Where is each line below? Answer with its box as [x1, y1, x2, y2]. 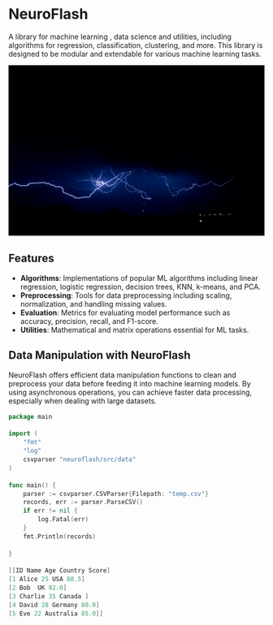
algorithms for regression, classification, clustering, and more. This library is [8, 40, 263, 50]
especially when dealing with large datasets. [8, 395, 157, 406]
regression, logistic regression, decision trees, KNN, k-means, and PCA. [19, 282, 262, 291]
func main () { [8, 481, 57, 489]
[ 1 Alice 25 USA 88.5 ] [8, 575, 85, 584]
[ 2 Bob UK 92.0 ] [8, 584, 67, 593]
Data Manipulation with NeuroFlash [8, 348, 191, 362]
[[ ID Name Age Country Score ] [8, 567, 111, 575]
